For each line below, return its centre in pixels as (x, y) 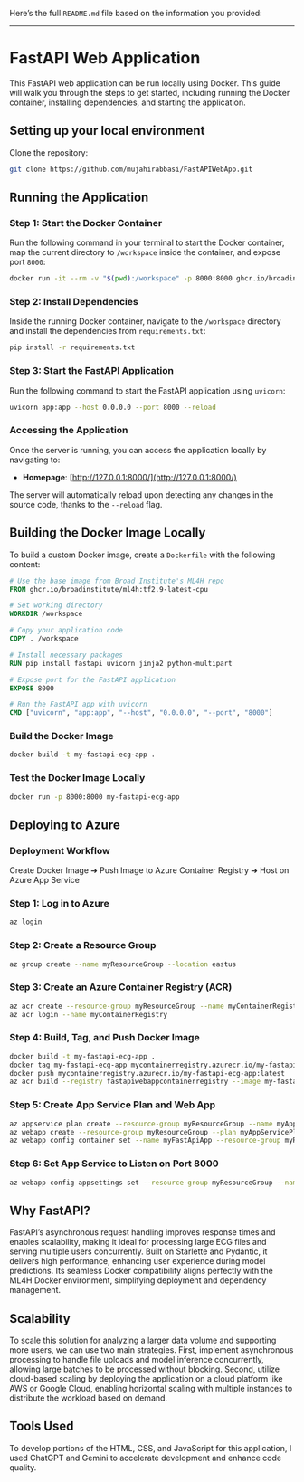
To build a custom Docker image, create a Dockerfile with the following (142, 555)
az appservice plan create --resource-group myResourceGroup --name (141, 1124)
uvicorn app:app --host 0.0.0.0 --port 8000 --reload (113, 407)
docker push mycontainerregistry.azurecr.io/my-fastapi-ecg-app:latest (147, 1073)
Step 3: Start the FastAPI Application (92, 371)
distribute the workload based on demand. (89, 1398)
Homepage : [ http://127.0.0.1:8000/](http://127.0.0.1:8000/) (129, 477)
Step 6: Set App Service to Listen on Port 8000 (114, 1164)
